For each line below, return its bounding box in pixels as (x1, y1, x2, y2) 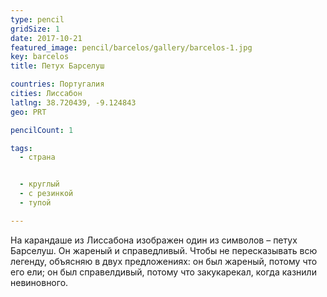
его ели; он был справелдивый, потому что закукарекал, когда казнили (10, 266, 317, 278)
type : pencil (10, 14, 65, 25)
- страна (19, 152, 56, 163)
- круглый (19, 179, 60, 190)
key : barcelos (10, 52, 70, 62)
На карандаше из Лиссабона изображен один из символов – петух (10, 234, 298, 246)
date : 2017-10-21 (10, 33, 83, 43)
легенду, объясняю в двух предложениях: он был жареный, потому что (10, 255, 318, 267)
